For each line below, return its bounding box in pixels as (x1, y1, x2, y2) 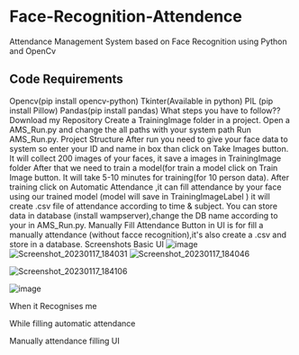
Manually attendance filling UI (9, 335, 120, 346)
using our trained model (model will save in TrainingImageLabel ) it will (9, 191, 270, 201)
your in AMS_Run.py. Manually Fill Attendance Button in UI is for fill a (9, 219, 264, 230)
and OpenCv (9, 45, 57, 56)
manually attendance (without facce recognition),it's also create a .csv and (9, 229, 286, 240)
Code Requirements (9, 72, 123, 87)
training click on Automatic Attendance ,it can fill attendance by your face (9, 182, 282, 192)
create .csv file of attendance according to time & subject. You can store (9, 200, 277, 211)
